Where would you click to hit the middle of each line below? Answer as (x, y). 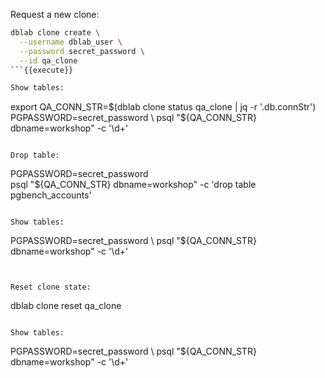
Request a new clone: (55, 14)
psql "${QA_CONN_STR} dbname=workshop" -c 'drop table (133, 185)
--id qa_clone (48, 60)
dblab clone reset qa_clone (66, 306)
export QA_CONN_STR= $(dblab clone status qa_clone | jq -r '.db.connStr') (163, 107)
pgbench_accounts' (51, 195)
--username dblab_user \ (71, 42)
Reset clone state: (51, 287)
